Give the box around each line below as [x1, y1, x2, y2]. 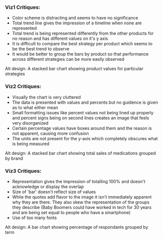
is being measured [12, 141, 50, 147]
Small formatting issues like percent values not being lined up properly [12, 110, 154, 115]
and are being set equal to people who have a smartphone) [12, 209, 131, 215]
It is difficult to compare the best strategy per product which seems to [12, 41, 153, 47]
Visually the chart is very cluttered [12, 94, 81, 100]
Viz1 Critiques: [5, 4, 40, 11]
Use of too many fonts [12, 215, 57, 221]
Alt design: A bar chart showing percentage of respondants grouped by [5, 224, 148, 230]
